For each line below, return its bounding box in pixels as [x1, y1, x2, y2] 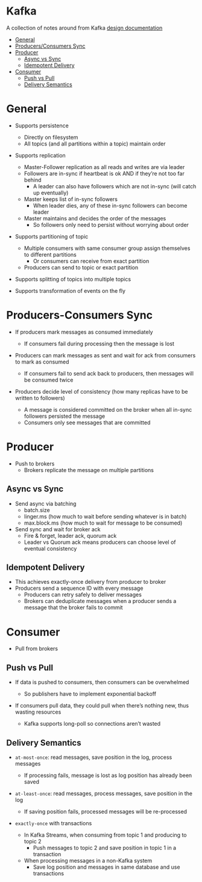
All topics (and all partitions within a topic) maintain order [24, 140, 166, 147]
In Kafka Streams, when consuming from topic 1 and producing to [24, 831, 187, 839]
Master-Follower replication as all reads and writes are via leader [24, 163, 185, 170]
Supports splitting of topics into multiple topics [14, 275, 131, 283]
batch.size [24, 506, 50, 514]
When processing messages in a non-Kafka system [24, 857, 153, 864]
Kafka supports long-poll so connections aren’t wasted [24, 720, 161, 727]
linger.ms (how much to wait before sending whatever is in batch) [24, 513, 187, 520]
